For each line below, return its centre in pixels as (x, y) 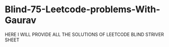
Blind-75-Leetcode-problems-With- (82, 9)
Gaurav (21, 20)
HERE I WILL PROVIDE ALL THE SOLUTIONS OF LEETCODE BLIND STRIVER (84, 34)
